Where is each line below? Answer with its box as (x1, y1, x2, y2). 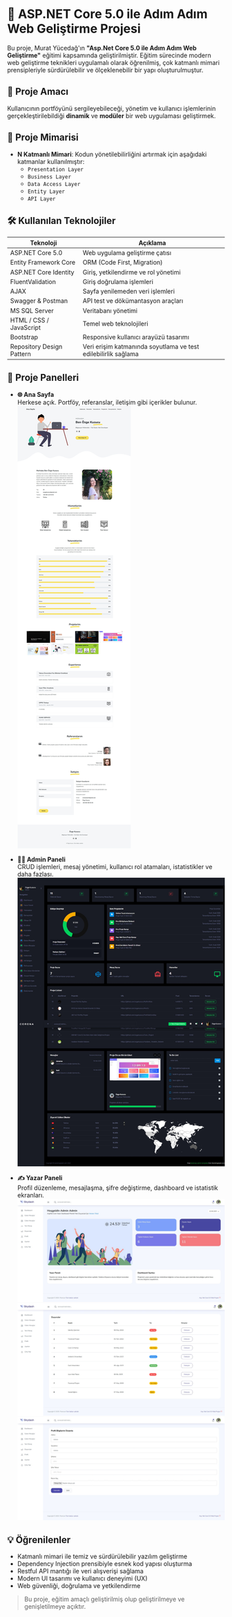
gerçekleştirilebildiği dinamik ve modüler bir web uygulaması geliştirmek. (7, 111, 216, 120)
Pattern (10, 350, 31, 358)
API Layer (27, 195, 57, 203)
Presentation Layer (27, 166, 84, 173)
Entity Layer (27, 188, 66, 195)
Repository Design (10, 342, 63, 351)
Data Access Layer (27, 180, 81, 187)
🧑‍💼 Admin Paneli (17, 855, 66, 863)
